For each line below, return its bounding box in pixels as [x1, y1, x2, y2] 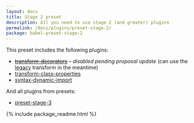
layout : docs [6, 8, 38, 15]
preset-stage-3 [14, 99, 52, 106]
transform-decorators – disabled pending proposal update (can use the [14, 58, 188, 65]
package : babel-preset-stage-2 [6, 30, 83, 36]
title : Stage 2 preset [6, 14, 62, 20]
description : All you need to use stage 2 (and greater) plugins [6, 19, 169, 25]
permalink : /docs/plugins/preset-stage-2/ [6, 25, 112, 31]
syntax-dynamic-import [14, 77, 72, 84]
